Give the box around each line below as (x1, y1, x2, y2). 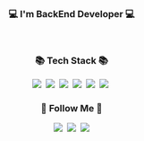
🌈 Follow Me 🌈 (40, 101, 103, 114)
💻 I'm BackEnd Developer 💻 (8, 7, 135, 20)
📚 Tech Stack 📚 (34, 55, 109, 67)
